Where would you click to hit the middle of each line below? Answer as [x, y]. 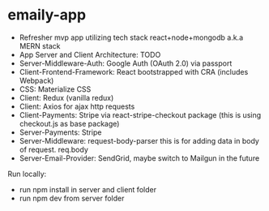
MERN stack [40, 45]
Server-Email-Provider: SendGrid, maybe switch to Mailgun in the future [139, 158]
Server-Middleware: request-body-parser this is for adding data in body [139, 140]
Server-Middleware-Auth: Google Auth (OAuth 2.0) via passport [126, 63]
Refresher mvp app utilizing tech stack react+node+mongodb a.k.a [131, 37]
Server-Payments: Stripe [60, 132]
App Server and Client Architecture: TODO [90, 54]
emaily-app [47, 15]
